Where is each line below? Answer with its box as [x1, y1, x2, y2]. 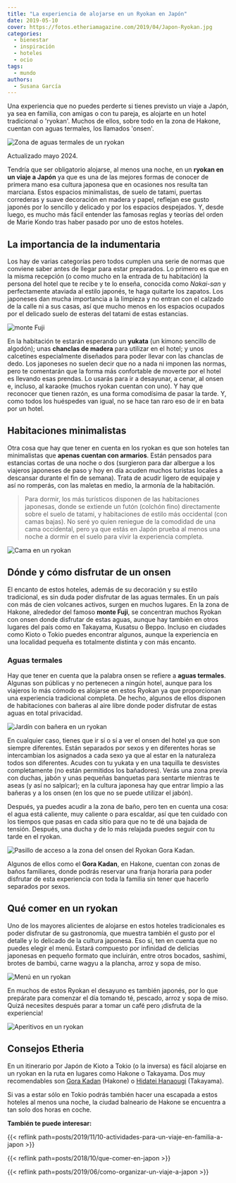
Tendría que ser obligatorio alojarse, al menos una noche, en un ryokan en [7, 165, 224, 174]
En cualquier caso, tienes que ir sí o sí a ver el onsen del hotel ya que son [7, 735, 221, 745]
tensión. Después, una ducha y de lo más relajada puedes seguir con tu [7, 824, 215, 833]
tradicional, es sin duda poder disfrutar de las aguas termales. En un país [7, 592, 220, 601]
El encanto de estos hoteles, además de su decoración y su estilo [7, 585, 198, 594]
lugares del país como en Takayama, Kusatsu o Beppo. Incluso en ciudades [7, 623, 227, 631]
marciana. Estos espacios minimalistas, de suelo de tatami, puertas [7, 188, 202, 196]
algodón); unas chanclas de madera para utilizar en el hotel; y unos [7, 344, 204, 353]
